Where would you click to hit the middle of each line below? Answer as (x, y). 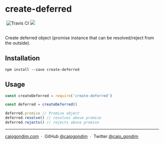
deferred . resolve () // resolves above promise (53, 118)
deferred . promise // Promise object (42, 113)
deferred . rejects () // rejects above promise (52, 123)
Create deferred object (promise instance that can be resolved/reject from (80, 38)
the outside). (18, 43)
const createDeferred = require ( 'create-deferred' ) (59, 96)
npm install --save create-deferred (42, 69)
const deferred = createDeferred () (41, 104)
